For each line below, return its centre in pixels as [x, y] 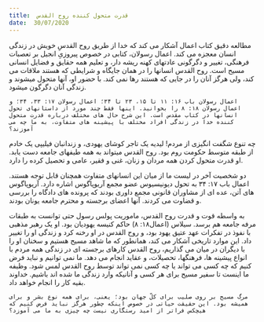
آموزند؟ [22, 129]
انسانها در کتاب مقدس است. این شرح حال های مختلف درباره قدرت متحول [123, 115]
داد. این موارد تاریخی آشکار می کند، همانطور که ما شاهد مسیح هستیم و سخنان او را [130, 240]
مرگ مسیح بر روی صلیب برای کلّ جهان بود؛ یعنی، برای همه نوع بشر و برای [128, 296]
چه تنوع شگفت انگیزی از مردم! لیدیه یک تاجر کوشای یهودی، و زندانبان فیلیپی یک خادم [132, 143]
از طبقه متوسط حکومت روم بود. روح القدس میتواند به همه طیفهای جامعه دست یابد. [131, 152]
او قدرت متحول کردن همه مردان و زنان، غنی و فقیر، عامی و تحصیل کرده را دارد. [126, 160]
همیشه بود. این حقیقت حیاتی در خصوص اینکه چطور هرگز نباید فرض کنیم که [128, 303]
